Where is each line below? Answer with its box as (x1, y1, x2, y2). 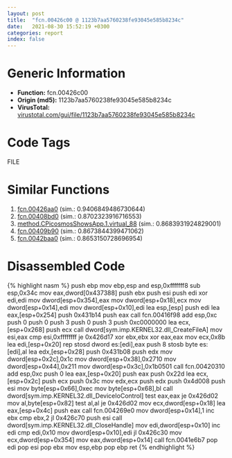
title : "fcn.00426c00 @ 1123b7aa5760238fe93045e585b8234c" (7, 17, 185, 24)
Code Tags (7, 135, 71, 151)
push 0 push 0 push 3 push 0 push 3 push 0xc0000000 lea (7, 318, 177, 326)
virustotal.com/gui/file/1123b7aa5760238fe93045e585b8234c (17, 111, 195, 119)
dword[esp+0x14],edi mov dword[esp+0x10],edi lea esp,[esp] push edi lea (7, 303, 220, 311)
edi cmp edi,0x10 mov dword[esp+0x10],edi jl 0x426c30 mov (7, 428, 182, 437)
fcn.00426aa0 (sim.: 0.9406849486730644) (17, 205, 145, 213)
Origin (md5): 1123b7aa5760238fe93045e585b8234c (17, 96, 172, 104)
